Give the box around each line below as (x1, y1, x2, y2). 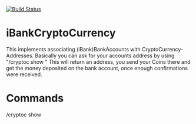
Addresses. (6, 52, 34, 59)
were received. (6, 71, 42, 78)
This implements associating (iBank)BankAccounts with (6, 45, 141, 53)
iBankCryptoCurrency (6, 27, 116, 40)
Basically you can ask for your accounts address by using (35, 52, 175, 59)
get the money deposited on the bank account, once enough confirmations (6, 64, 188, 71)
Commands (6, 92, 64, 105)
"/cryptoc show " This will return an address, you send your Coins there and (6, 58, 191, 65)
